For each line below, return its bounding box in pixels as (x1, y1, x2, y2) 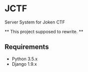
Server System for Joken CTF (4, 19, 65, 25)
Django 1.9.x (11, 61, 37, 67)
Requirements (4, 43, 49, 51)
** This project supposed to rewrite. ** (4, 28, 84, 34)
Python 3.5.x (11, 56, 38, 62)
